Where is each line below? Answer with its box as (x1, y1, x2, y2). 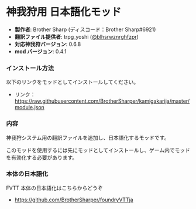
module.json (14, 104, 45, 111)
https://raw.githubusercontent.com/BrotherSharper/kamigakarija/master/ (14, 97, 190, 105)
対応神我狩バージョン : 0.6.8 (14, 41, 81, 48)
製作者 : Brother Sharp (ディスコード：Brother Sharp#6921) (14, 26, 156, 33)
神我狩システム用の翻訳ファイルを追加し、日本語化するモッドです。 (6, 134, 170, 141)
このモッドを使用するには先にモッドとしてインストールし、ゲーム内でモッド (6, 146, 190, 153)
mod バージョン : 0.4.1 (14, 48, 67, 55)
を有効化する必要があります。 (6, 154, 78, 161)
